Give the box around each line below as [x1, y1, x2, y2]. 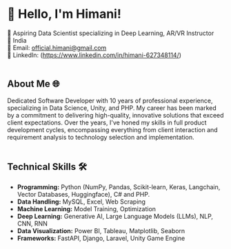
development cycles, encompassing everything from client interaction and [7, 125, 219, 133]
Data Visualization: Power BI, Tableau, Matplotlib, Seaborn [17, 226, 185, 235]
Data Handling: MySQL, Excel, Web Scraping [17, 197, 146, 206]
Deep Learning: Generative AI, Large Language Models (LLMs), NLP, [17, 212, 214, 220]
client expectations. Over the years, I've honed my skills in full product [7, 118, 207, 127]
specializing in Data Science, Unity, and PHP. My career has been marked [7, 103, 217, 112]
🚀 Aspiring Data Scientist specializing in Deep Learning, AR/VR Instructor [7, 29, 214, 37]
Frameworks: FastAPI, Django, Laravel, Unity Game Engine [17, 234, 185, 242]
